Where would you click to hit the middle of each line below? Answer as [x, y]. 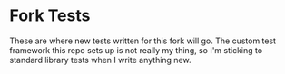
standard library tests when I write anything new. [100, 60]
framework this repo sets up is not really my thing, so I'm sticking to [136, 50]
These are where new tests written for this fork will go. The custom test [143, 41]
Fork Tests [50, 16]
